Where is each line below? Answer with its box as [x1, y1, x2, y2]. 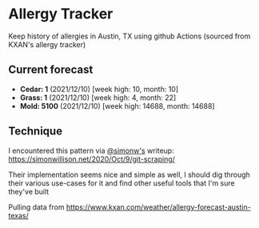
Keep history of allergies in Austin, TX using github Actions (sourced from [8, 31, 251, 41]
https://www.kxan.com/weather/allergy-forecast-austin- [66, 202, 252, 212]
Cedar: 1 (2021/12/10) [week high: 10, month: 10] [19, 84, 179, 94]
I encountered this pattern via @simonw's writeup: [8, 146, 174, 155]
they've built [8, 186, 50, 196]
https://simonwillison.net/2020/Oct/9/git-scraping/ [8, 154, 176, 164]
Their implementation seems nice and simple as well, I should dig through [8, 170, 250, 179]
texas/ [8, 210, 30, 220]
